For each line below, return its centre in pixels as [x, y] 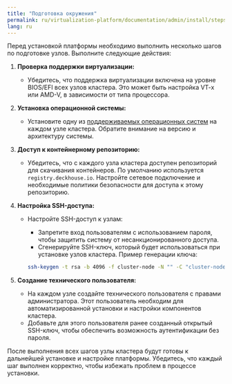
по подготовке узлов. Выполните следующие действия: [89, 53]
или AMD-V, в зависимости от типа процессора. [99, 95]
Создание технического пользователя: [77, 280]
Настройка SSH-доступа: [56, 206]
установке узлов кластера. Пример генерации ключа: [118, 255]
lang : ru [20, 26]
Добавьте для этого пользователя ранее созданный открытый [120, 323]
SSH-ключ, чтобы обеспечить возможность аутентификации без [123, 330]
